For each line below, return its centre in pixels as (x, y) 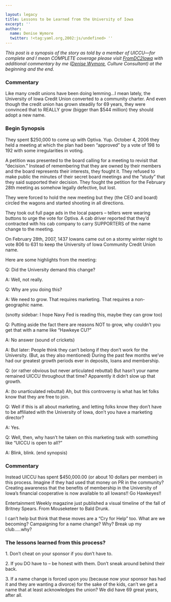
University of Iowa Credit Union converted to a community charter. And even (86, 99)
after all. (14, 595)
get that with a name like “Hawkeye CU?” (48, 330)
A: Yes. (13, 427)
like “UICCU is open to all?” (34, 443)
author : (14, 29)
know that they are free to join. (38, 397)
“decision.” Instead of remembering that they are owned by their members (83, 166)
